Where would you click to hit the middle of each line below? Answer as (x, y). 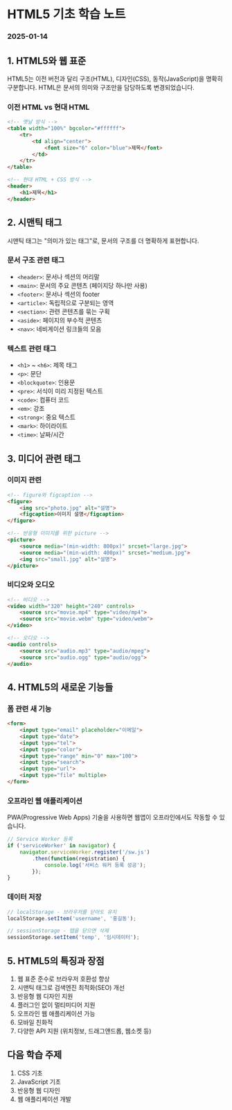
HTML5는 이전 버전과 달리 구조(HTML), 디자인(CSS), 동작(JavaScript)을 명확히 (115, 79)
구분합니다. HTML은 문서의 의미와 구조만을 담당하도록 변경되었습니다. (101, 87)
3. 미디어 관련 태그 (44, 458)
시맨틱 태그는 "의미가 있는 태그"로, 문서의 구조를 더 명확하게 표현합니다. (103, 240)
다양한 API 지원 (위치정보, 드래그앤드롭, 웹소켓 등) (84, 1031)
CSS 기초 (30, 1073)
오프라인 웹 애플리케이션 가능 (56, 1013)
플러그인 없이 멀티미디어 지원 (56, 1004)
